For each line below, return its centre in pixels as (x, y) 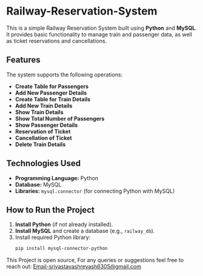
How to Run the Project (51, 210)
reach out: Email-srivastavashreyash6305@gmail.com (74, 267)
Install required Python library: (53, 237)
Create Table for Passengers (52, 86)
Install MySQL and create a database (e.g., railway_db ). (85, 231)
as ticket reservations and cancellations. (57, 41)
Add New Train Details (44, 106)
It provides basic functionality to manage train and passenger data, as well (99, 34)
